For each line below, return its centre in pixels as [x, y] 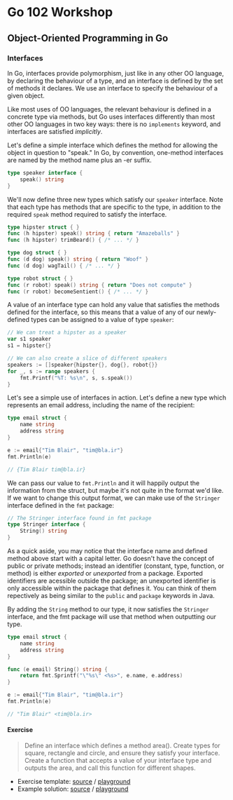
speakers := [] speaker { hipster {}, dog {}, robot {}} [83, 365]
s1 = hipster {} [29, 346]
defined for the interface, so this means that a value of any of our [101, 312]
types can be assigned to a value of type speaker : [103, 320]
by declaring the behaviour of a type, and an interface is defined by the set [115, 81]
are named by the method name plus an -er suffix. [79, 160]
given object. [26, 95]
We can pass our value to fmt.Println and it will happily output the [104, 483]
